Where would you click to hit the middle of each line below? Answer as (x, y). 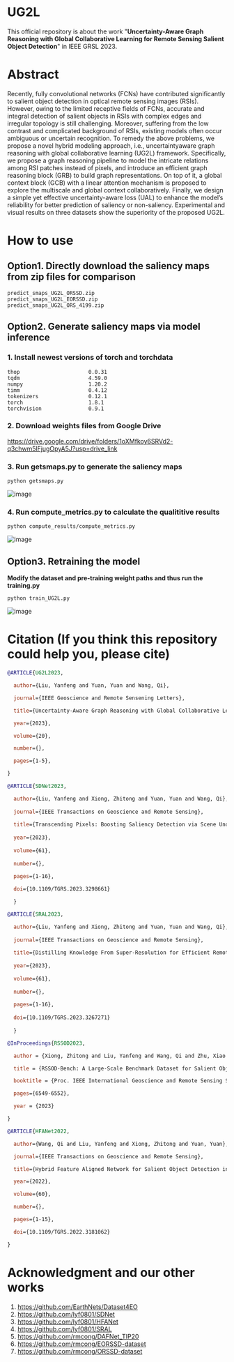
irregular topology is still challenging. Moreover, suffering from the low (108, 123)
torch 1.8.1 (56, 402)
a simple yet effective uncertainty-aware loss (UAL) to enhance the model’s (115, 197)
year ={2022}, (32, 1182)
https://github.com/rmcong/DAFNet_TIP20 (78, 1336)
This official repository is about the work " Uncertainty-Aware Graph (106, 31)
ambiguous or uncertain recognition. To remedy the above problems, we (111, 138)
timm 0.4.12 (57, 390)
